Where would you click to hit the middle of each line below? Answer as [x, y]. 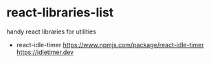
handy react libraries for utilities [52, 32]
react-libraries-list [60, 13]
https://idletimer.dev [45, 52]
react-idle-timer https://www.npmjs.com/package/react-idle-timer [110, 45]
